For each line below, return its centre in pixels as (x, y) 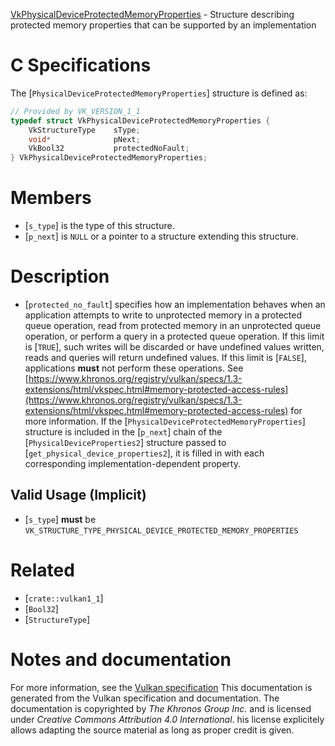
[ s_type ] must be (60, 519)
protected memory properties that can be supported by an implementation (163, 25)
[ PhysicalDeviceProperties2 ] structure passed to (125, 443)
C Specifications (81, 65)
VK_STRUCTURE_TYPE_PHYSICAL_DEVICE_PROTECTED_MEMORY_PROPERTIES (161, 530)
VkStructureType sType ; (84, 130)
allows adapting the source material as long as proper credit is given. (152, 730)
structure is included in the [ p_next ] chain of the (123, 432)
